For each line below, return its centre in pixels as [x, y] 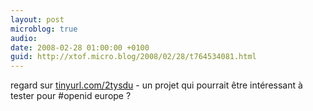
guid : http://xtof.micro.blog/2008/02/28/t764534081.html [133, 57]
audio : [24, 38]
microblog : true [44, 29]
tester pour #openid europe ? [71, 96]
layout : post [37, 19]
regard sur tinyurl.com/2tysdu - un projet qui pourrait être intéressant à [156, 85]
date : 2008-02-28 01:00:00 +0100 [80, 47]
